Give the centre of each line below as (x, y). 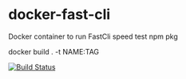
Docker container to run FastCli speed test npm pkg (93, 36)
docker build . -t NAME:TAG (54, 51)
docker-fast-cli (59, 15)
